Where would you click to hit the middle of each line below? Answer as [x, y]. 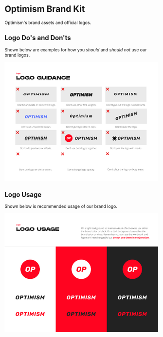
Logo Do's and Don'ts [38, 38]
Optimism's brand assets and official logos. [48, 22]
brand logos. [17, 55]
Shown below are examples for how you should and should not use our [76, 49]
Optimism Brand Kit [45, 9]
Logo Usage [23, 194]
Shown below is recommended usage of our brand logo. [61, 206]
